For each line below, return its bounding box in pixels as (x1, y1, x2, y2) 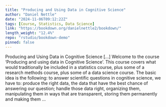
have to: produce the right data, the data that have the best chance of (5, 80, 148, 86)
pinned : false (5, 40, 35, 45)
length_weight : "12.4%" (5, 30, 55, 35)
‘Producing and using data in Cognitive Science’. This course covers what (5, 58, 156, 65)
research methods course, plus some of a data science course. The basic (5, 69, 157, 75)
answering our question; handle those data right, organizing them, (5, 85, 141, 91)
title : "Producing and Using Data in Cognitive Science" (5, 7, 126, 12)
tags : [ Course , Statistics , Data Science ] (5, 21, 95, 26)
